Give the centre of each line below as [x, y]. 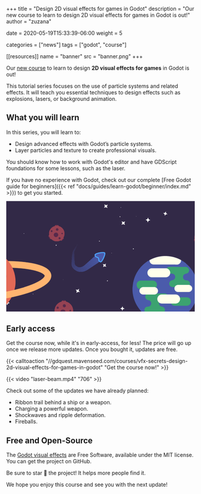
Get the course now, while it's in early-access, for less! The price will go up [99, 343]
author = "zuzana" [29, 21]
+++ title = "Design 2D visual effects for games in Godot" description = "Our [100, 9]
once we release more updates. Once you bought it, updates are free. [92, 349]
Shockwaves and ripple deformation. [60, 415]
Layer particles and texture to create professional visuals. [86, 150]
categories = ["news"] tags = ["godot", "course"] [66, 45]
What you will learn [43, 117]
